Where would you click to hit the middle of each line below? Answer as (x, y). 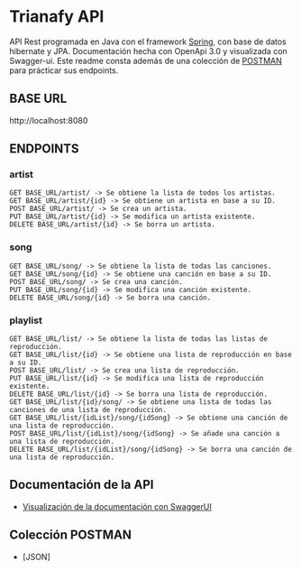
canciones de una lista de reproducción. (88, 410)
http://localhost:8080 (49, 120)
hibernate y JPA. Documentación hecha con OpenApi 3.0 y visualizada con (149, 51)
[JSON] (36, 556)
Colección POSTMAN (71, 535)
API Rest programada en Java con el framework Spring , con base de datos (148, 41)
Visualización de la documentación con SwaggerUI (117, 506)
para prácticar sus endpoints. (64, 70)
